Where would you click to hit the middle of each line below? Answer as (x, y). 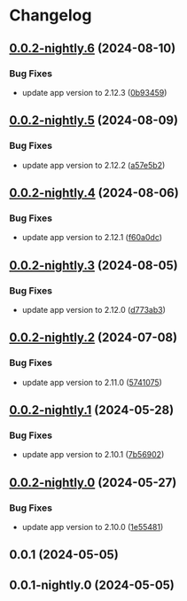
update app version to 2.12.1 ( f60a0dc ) (92, 238)
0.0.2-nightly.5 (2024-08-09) (94, 121)
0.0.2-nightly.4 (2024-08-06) (94, 193)
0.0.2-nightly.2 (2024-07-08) (93, 338)
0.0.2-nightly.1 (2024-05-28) (92, 410)
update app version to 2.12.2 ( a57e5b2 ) (93, 165)
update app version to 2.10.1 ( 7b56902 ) (93, 455)
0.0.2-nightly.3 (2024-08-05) (94, 265)
